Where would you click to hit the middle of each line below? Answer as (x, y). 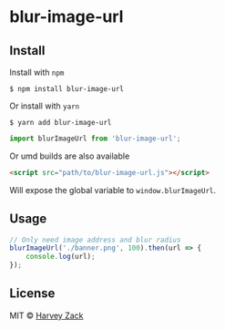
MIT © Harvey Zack (46, 315)
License (32, 294)
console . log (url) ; (61, 257)
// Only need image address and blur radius (95, 240)
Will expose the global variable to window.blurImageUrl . (113, 190)
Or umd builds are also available (70, 156)
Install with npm (37, 72)
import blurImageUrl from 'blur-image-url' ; (95, 139)
